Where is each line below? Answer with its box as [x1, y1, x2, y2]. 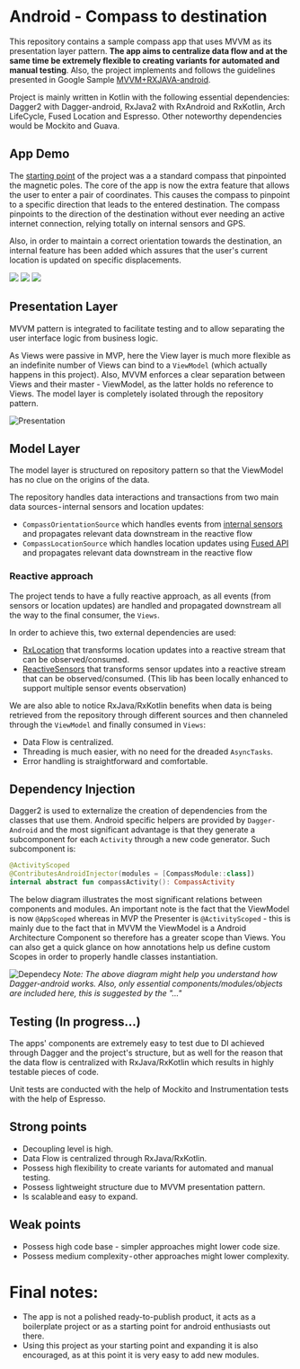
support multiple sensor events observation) [22, 682, 187, 693]
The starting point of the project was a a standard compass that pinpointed [9, 170, 287, 181]
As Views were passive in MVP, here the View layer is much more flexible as [9, 350, 291, 360]
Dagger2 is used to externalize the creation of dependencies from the [9, 805, 268, 816]
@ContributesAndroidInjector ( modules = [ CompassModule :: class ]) [9, 869, 255, 878]
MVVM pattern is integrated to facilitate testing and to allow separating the [9, 323, 286, 333]
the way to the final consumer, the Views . [9, 609, 160, 620]
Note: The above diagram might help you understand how [62, 969, 278, 980]
